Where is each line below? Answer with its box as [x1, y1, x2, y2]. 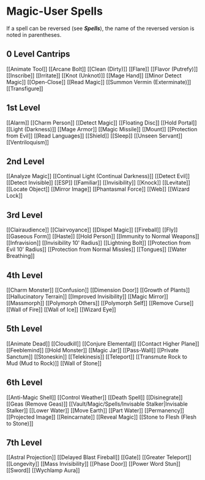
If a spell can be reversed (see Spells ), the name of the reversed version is [6, 25, 195, 32]
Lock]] [6, 192, 23, 199]
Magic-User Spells [6, 4, 103, 18]
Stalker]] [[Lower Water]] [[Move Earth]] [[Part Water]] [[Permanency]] [6, 406, 185, 414]
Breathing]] [6, 252, 35, 260]
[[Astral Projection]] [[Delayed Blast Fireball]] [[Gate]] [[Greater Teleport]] [6, 454, 192, 461]
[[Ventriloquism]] [6, 138, 49, 145]
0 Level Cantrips [6, 49, 70, 60]
